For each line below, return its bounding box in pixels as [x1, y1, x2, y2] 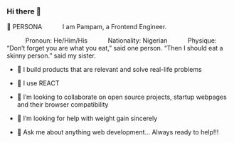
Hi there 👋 [6, 6, 42, 16]
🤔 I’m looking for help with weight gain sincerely [16, 114, 158, 123]
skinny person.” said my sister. [6, 51, 97, 60]
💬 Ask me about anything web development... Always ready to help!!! [16, 128, 219, 137]
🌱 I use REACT [16, 79, 60, 88]
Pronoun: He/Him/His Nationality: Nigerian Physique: [25, 36, 218, 45]
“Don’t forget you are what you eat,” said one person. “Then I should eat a [6, 44, 223, 53]
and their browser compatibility [16, 100, 109, 109]
